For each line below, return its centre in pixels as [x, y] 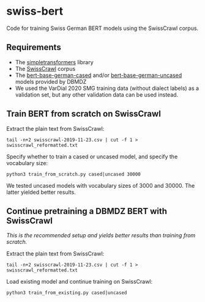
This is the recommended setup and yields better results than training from [101, 235]
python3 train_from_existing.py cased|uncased [67, 293]
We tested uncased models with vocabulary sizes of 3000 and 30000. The [101, 185]
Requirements [34, 47]
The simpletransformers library [54, 62]
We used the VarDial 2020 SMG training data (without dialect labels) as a [107, 88]
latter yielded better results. [41, 192]
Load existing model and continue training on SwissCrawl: [80, 282]
